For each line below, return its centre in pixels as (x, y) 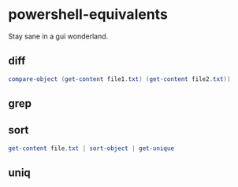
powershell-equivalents (88, 15)
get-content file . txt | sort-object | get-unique (91, 148)
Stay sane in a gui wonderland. (58, 36)
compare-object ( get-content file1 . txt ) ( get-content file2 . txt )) (119, 79)
